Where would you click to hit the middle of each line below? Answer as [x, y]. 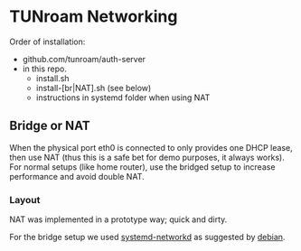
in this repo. [45, 69]
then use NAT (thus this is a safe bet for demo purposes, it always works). [147, 157]
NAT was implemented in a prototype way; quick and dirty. [118, 219]
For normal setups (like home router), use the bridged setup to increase [142, 167]
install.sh [52, 78]
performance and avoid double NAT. [77, 176]
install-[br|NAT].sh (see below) [94, 88]
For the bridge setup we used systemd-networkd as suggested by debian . [147, 237]
